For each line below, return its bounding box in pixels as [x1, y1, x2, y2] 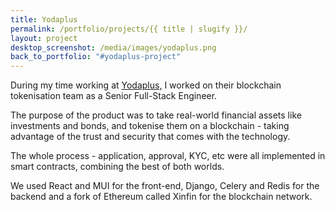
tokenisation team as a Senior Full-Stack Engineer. [10, 90, 218, 102]
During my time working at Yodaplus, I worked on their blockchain [10, 79, 282, 91]
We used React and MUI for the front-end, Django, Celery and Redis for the [10, 180, 320, 192]
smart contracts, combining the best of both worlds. [10, 161, 225, 173]
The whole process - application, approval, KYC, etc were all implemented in [10, 150, 326, 162]
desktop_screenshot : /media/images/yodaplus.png [10, 42, 217, 53]
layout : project [10, 33, 78, 43]
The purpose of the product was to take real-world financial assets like [10, 109, 302, 121]
